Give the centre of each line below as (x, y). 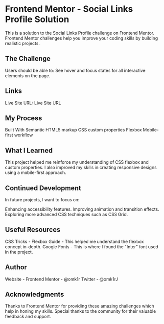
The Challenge (28, 59)
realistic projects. (23, 43)
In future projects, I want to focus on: (42, 200)
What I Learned (29, 150)
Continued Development (43, 188)
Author (16, 267)
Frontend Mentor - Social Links (69, 9)
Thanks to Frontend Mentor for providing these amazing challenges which (80, 306)
